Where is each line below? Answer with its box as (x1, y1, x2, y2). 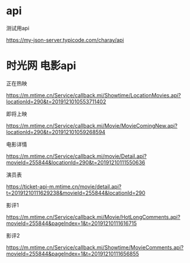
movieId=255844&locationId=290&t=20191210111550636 (6, 159, 145, 166)
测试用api (6, 24, 30, 31)
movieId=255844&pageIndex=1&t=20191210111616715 (6, 220, 137, 227)
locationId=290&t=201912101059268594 (6, 128, 106, 135)
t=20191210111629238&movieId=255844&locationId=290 (6, 189, 145, 197)
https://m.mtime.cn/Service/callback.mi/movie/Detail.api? (6, 153, 147, 160)
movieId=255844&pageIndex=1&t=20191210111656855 (6, 250, 140, 257)
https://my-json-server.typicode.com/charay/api (6, 36, 125, 43)
